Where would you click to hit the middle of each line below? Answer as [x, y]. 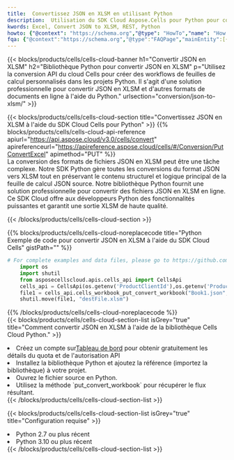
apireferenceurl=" [33, 147]
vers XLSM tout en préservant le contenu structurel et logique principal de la [117, 176]
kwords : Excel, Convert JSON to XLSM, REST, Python [84, 26]
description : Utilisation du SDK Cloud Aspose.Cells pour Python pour [113, 20]
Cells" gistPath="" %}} [40, 248]
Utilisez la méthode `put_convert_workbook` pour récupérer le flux [111, 385]
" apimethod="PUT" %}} [80, 154]
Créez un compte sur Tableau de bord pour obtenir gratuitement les [112, 348]
